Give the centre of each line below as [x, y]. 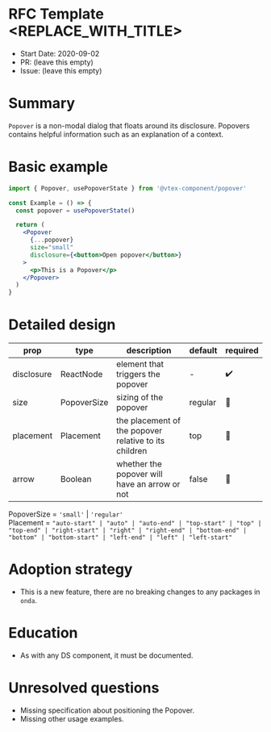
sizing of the [140, 398]
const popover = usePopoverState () [75, 211]
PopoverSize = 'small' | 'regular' [66, 514]
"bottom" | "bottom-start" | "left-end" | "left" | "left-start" [120, 537]
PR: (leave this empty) [57, 62]
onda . [29, 600]
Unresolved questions [84, 688]
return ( [30, 225]
